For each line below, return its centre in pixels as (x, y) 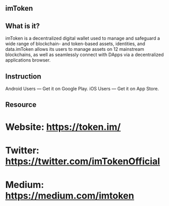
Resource (21, 105)
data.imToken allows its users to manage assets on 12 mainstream (75, 49)
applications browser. (28, 60)
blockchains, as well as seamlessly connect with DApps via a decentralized (84, 55)
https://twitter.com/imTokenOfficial (83, 161)
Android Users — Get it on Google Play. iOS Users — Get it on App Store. (82, 89)
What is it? (23, 26)
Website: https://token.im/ (63, 127)
